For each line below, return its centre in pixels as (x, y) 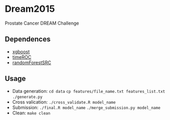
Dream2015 (30, 9)
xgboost (21, 51)
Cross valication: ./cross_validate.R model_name (64, 102)
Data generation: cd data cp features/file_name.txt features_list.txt (89, 91)
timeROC (22, 57)
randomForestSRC (32, 63)
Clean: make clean (31, 113)
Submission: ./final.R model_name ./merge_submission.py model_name (86, 107)
